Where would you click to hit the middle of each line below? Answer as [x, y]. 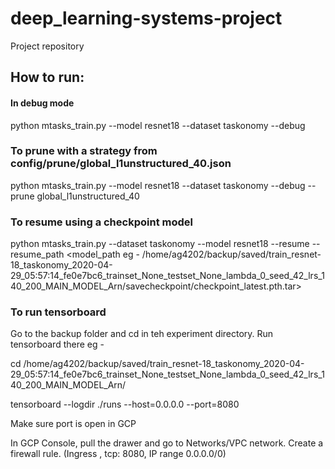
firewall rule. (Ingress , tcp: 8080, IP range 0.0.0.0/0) [118, 454]
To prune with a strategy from [84, 151]
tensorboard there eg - [57, 344]
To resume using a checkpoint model [101, 222]
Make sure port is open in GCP [73, 424]
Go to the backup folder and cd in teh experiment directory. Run [142, 334]
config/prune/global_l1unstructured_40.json [121, 164]
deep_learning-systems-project [146, 18]
